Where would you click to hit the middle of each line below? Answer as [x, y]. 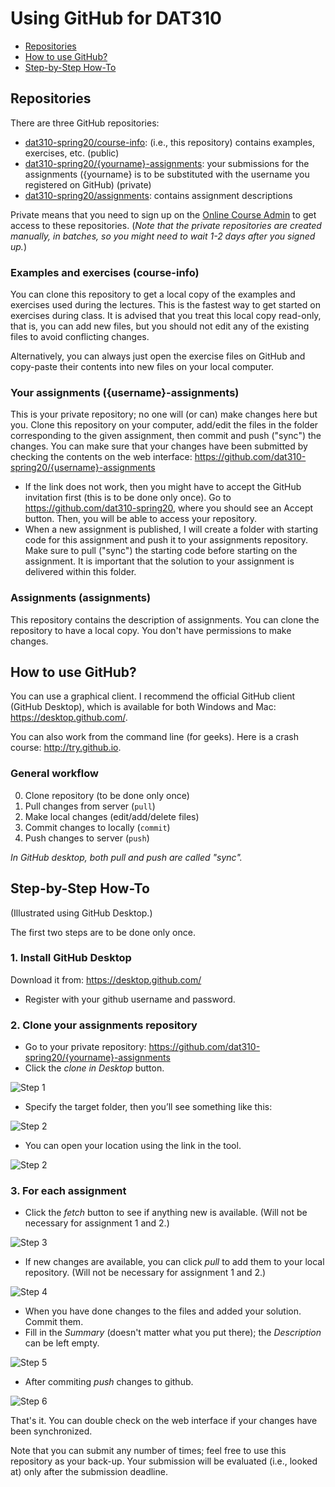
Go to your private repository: [85, 1047]
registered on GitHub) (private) [88, 184]
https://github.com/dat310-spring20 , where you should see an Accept [169, 508]
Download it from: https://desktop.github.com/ [106, 979]
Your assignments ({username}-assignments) [125, 392]
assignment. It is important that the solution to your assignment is [159, 561]
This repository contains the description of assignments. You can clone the [165, 619]
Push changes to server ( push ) [87, 838]
